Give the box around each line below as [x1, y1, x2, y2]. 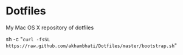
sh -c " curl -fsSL [5, 35, 50, 42]
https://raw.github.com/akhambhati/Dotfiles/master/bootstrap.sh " [5, 42, 178, 49]
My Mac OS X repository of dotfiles [5, 24, 94, 31]
